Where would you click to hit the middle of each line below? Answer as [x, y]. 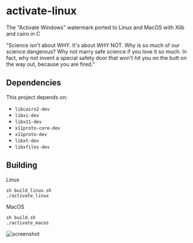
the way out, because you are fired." [50, 64]
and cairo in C [23, 33]
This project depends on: [37, 97]
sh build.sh [21, 217]
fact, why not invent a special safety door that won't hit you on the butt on [96, 58]
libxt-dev [27, 141]
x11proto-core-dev [37, 128]
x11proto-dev [31, 134]
